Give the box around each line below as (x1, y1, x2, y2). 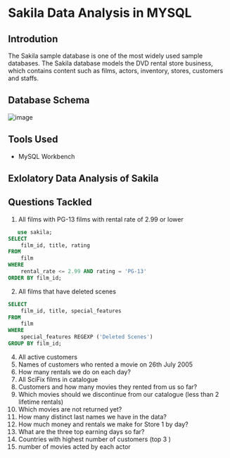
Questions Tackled (8, 196, 92, 208)
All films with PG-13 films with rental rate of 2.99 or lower (18, 215, 184, 223)
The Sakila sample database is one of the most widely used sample (8, 51, 203, 60)
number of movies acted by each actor (18, 442, 131, 451)
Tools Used (8, 134, 58, 146)
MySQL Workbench (18, 152, 75, 160)
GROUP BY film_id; (8, 340, 62, 348)
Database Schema (8, 94, 90, 106)
